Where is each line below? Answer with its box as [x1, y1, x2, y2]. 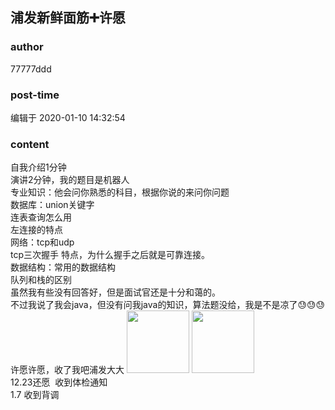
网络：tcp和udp [10, 236, 75, 248]
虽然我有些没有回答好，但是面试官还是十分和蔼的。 [10, 286, 221, 298]
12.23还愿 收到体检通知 [10, 376, 108, 388]
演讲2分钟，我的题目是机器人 [10, 174, 130, 186]
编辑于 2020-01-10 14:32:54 [10, 111, 126, 123]
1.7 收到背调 [10, 389, 60, 401]
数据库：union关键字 [10, 199, 95, 211]
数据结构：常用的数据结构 [10, 261, 116, 273]
